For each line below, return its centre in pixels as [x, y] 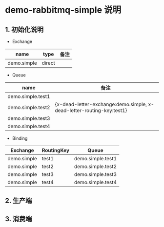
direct [48, 63]
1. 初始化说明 [24, 29]
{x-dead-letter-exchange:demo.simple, [101, 104]
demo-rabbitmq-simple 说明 [63, 10]
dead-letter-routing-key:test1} [91, 110]
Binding [20, 138]
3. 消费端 [19, 219]
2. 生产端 [19, 201]
